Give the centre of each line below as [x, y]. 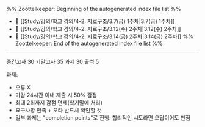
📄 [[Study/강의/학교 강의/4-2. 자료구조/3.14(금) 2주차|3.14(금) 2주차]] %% [104, 36]
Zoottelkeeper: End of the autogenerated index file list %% [89, 43]
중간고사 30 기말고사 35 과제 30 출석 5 [53, 61]
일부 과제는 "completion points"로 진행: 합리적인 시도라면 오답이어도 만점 [103, 118]
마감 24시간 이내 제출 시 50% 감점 [56, 95]
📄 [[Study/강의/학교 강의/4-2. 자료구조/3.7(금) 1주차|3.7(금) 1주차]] [95, 21]
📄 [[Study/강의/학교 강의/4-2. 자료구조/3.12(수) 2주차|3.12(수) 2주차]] [98, 29]
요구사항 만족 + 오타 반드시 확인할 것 [58, 110]
